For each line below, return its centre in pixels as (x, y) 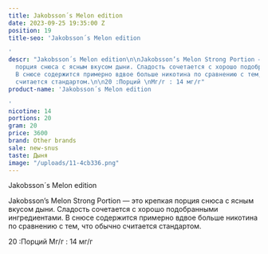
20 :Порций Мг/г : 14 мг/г (51, 242)
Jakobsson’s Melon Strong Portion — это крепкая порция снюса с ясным (131, 201)
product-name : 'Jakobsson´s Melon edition (80, 89)
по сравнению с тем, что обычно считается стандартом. (105, 226)
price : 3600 (28, 133)
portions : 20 (30, 119)
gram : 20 (23, 126)
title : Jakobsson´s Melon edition (66, 16)
